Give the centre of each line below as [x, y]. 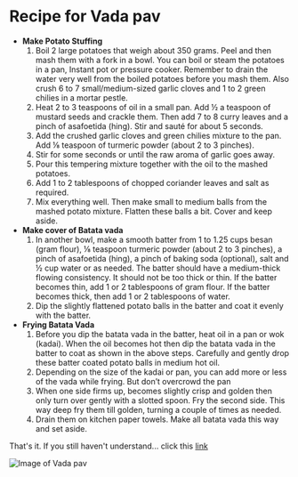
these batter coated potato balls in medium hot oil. [128, 362]
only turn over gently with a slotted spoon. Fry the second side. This [160, 400]
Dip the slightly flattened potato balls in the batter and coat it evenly [160, 305]
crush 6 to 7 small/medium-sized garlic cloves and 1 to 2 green [150, 88]
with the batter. [63, 315]
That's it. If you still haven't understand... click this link [109, 446]
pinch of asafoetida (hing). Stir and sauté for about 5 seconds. [149, 125]
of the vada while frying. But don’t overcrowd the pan [133, 381]
